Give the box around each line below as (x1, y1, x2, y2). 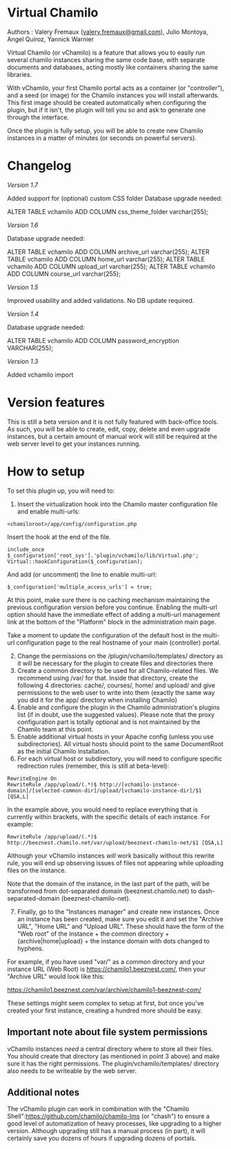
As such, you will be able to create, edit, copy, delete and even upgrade (7, 424, 211, 433)
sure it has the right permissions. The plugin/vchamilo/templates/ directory (7, 1059, 219, 1068)
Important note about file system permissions (7, 1026, 208, 1038)
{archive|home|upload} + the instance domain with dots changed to (17, 936, 210, 945)
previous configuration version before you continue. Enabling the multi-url (7, 602, 217, 611)
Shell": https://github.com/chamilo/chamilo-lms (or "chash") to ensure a (7, 1112, 210, 1121)
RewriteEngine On (7, 775, 57, 782)
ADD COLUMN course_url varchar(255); (7, 269, 121, 277)
